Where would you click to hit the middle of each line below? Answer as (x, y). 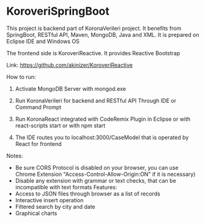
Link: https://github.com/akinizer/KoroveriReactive (69, 65)
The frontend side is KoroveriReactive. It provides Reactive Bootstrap (93, 53)
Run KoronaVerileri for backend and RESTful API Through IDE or (95, 100)
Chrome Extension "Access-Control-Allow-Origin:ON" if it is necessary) (105, 174)
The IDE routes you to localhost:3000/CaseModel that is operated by (102, 137)
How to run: (21, 77)
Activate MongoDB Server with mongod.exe (71, 89)
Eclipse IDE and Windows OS (43, 41)
